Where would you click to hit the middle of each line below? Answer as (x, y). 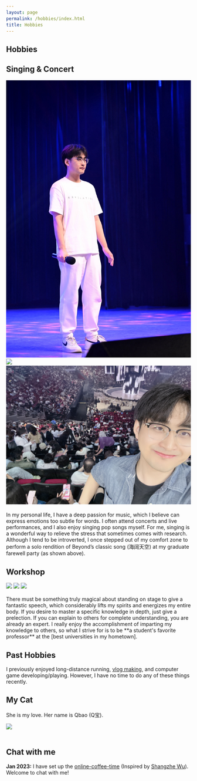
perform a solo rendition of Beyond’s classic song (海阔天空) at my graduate (98, 547)
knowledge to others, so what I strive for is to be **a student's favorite (91, 630)
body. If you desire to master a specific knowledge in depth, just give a (91, 612)
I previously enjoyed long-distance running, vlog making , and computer (92, 669)
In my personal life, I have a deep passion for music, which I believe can (93, 515)
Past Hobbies (31, 655)
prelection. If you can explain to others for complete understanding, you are (97, 618)
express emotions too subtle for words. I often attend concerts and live (91, 521)
